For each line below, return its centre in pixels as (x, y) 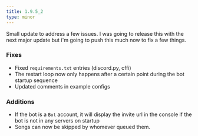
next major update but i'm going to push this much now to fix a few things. (96, 40)
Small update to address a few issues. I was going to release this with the (95, 33)
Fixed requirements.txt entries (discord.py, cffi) (73, 67)
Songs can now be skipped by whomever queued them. (82, 127)
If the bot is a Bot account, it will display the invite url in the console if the (103, 114)
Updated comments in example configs (62, 86)
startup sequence (36, 80)
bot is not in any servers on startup (57, 121)
